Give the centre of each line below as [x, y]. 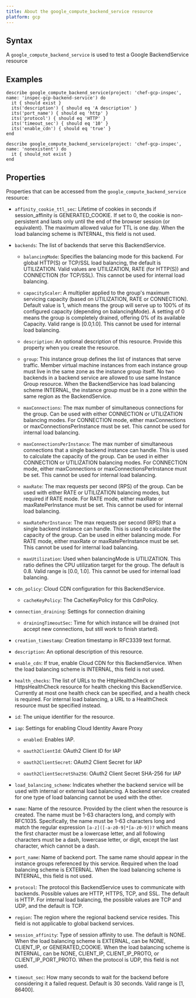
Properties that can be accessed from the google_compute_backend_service [96, 191]
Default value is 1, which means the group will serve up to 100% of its [107, 305]
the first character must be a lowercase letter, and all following [90, 833]
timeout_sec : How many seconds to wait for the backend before [91, 977]
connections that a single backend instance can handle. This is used [106, 450]
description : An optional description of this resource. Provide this [103, 341]
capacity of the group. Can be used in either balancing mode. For [102, 535]
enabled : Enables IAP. [49, 739]
